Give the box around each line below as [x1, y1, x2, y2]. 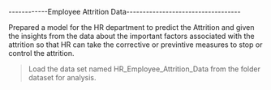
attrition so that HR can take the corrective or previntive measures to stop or [8, 40, 263, 49]
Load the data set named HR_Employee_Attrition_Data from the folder [28, 64, 261, 74]
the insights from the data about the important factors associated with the [8, 32, 256, 41]
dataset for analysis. [28, 73, 97, 82]
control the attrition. [8, 49, 75, 58]
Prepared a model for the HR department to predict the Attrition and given [8, 23, 255, 32]
